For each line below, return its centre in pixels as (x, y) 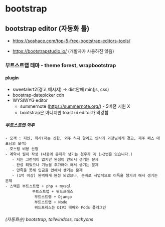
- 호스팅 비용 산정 (22, 149)
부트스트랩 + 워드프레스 (53, 192)
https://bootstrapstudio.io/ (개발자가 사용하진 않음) (63, 51)
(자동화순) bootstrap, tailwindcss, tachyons (49, 219)
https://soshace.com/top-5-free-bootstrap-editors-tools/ (71, 41)
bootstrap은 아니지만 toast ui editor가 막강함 (64, 113)
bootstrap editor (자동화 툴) (47, 28)
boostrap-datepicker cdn (38, 95)
